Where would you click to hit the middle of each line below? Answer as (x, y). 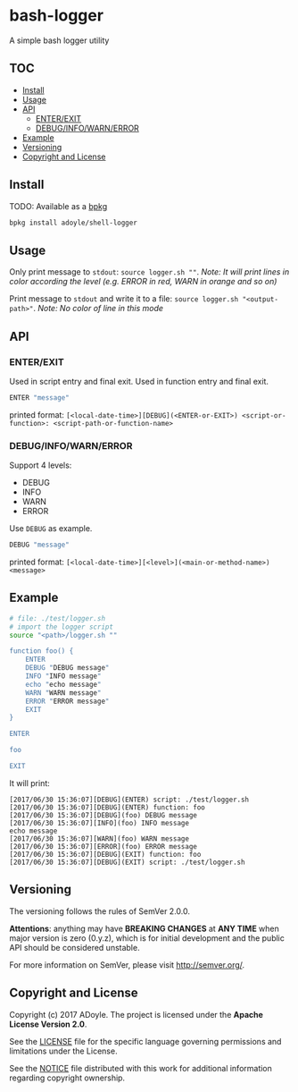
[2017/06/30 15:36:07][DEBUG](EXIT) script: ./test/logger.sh (127, 862)
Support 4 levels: (41, 465)
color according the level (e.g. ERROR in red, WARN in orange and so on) (143, 282)
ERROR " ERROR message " (67, 701)
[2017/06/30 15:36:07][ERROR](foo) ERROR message (103, 846)
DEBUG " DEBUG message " (67, 668)
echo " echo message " (63, 684)
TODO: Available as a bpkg (58, 206)
